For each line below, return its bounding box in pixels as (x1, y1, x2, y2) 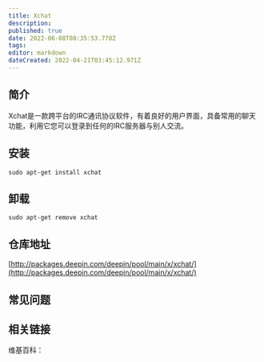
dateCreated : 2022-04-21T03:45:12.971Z (8, 57, 142, 65)
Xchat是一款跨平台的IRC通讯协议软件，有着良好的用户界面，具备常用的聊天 (8, 111, 256, 120)
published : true (8, 26, 62, 34)
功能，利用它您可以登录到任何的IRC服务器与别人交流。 (8, 121, 188, 131)
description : (8, 19, 52, 27)
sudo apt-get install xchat (8, 168, 102, 176)
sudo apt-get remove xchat (8, 214, 98, 222)
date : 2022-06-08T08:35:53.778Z (8, 34, 116, 42)
